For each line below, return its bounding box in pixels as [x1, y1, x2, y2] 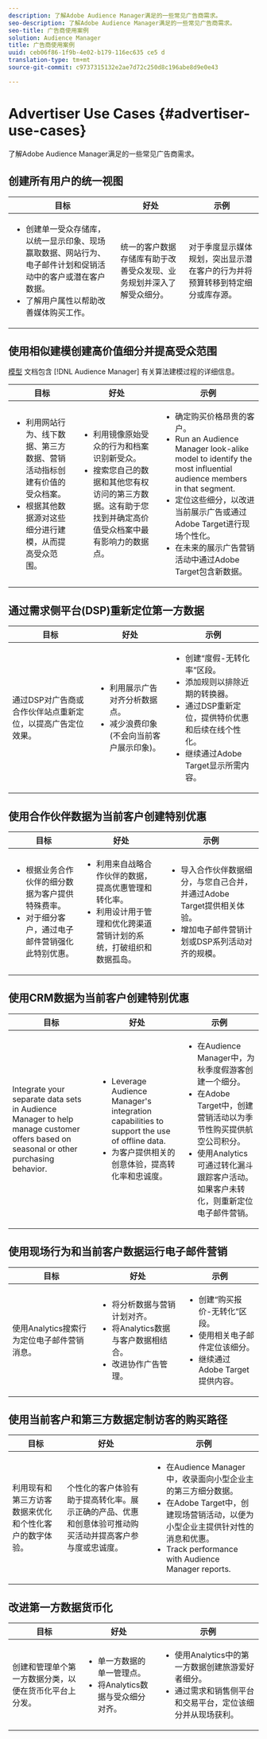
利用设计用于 [95, 906, 145, 917]
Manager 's [110, 1095, 153, 1107]
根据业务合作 [25, 864, 74, 875]
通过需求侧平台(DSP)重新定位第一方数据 [8, 604, 205, 617]
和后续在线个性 [185, 725, 242, 736]
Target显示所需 [185, 761, 242, 772]
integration [110, 1105, 153, 1116]
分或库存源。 [188, 289, 237, 300]
